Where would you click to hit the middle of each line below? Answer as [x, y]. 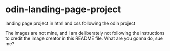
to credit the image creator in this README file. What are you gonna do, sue [84, 38]
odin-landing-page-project [63, 9]
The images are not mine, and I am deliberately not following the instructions [85, 33]
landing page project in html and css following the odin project [70, 23]
